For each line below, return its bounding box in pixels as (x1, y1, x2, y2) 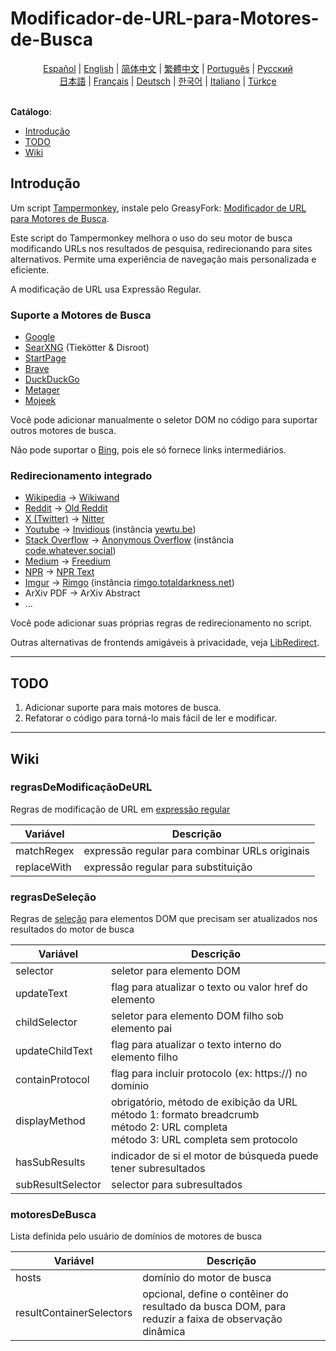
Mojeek (24, 395, 57, 407)
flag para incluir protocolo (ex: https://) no (110, 1067, 308, 1081)
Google (24, 331, 56, 343)
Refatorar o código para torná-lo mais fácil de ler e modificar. (24, 712, 278, 724)
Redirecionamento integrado (10, 468, 153, 482)
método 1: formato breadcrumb (110, 1108, 260, 1122)
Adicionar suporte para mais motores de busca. (24, 702, 222, 714)
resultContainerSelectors (15, 1306, 133, 1320)
